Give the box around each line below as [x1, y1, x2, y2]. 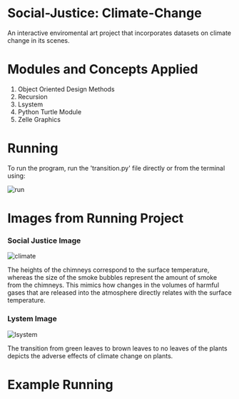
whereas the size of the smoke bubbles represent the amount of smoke [7, 273, 218, 282]
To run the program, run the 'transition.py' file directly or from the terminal [7, 163, 225, 172]
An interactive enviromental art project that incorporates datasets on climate [7, 29, 232, 37]
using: [7, 171, 26, 180]
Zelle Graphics [17, 115, 61, 123]
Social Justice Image [7, 236, 81, 246]
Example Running [7, 376, 113, 393]
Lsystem [17, 100, 44, 108]
